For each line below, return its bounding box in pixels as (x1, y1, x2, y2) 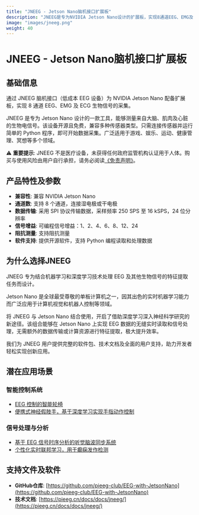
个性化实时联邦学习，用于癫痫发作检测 (14, 446, 108, 453)
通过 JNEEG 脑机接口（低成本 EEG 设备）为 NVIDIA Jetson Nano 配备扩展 (6, 95, 185, 102)
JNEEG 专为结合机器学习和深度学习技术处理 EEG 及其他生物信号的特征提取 (6, 273, 188, 280)
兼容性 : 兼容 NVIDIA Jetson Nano (14, 193, 96, 200)
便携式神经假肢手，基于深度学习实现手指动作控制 (14, 408, 134, 415)
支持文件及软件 (6, 465, 61, 475)
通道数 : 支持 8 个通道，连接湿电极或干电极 (14, 200, 118, 207)
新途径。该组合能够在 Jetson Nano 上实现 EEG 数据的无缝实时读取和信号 (6, 320, 183, 327)
